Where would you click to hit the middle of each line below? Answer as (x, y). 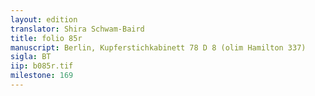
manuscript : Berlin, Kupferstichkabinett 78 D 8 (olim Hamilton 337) (158, 47)
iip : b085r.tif (42, 66)
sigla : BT (31, 57)
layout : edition (44, 19)
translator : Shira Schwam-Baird (77, 29)
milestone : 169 (42, 76)
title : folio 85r (46, 38)
